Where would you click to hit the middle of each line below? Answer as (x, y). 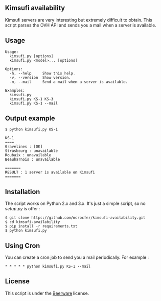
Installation (23, 191)
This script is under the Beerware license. (47, 293)
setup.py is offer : (23, 209)
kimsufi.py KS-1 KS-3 (32, 99)
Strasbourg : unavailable (31, 151)
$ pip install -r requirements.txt (41, 226)
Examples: (15, 90)
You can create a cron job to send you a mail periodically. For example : (77, 257)
